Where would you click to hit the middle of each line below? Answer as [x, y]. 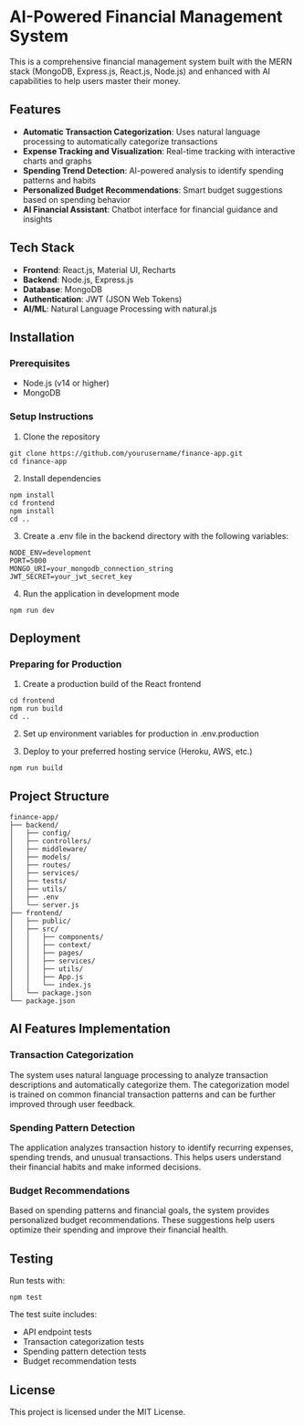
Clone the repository [61, 437]
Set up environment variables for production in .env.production [141, 734]
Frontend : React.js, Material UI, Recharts [99, 269]
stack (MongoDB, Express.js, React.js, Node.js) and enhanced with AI [140, 71]
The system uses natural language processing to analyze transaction [139, 1074]
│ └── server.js [44, 905]
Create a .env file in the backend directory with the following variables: [156, 535]
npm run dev [32, 610]
